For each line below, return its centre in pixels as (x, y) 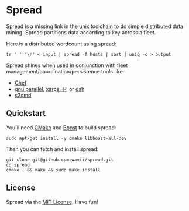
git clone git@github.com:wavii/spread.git (60, 160)
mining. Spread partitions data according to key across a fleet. (81, 32)
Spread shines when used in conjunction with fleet (67, 65)
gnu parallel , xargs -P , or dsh (49, 89)
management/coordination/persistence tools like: (65, 71)
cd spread (18, 165)
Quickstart (26, 113)
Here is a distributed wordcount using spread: (61, 44)
